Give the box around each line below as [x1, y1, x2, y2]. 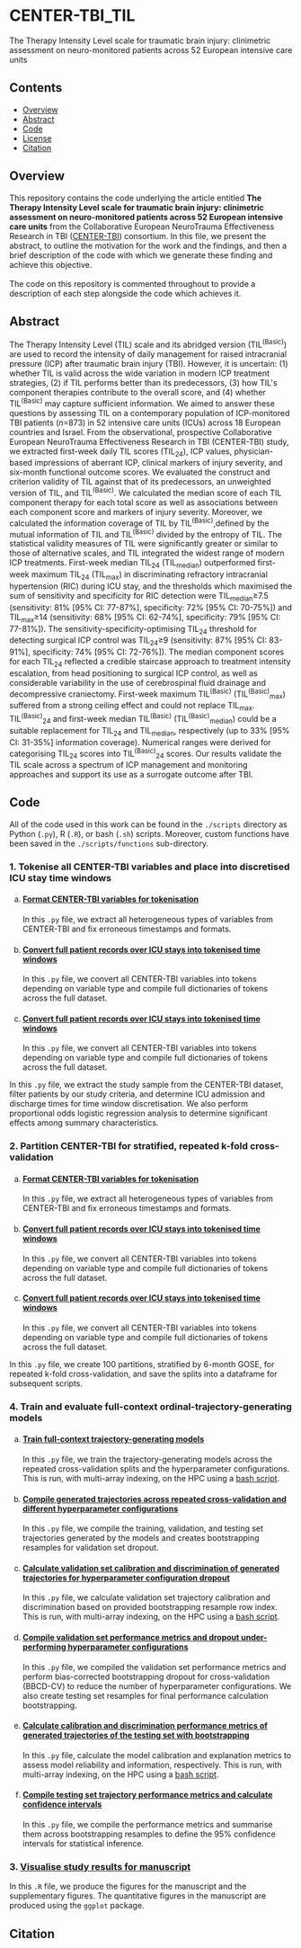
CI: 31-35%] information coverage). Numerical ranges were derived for [9, 736, 271, 747]
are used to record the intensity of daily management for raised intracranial [9, 349, 288, 360]
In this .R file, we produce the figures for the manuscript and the [9, 1881, 247, 1892]
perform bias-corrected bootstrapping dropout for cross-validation [22, 1671, 270, 1682]
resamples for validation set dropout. [22, 1543, 159, 1553]
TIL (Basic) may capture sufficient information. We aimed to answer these [9, 396, 276, 409]
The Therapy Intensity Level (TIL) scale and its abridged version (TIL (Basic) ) [9, 338, 288, 351]
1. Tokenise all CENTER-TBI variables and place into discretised [9, 860, 290, 873]
